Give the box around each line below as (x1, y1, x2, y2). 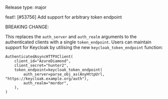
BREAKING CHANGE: (5, 24, 49, 30)
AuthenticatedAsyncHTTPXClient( (5, 54, 73, 59)
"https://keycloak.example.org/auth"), (5, 76, 89, 81)
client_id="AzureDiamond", (14, 59, 71, 64)
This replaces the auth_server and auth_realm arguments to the (5, 34, 137, 39)
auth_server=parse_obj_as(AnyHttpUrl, (23, 72, 105, 77)
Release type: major (5, 5, 47, 10)
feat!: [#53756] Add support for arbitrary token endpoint (5, 14, 122, 20)
